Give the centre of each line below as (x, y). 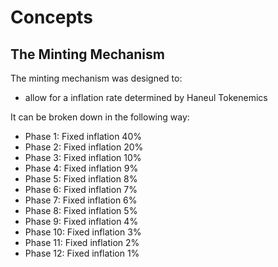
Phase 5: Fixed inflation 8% (81, 179)
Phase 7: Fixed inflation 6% (81, 200)
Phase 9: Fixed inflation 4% (81, 221)
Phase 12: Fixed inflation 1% (82, 253)
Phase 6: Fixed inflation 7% (81, 189)
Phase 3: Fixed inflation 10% (83, 157)
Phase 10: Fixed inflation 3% (83, 232)
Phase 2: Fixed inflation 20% (84, 147)
